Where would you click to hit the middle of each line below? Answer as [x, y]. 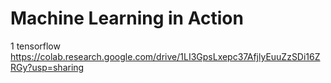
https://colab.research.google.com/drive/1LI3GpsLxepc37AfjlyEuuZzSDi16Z [165, 56]
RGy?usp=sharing [47, 67]
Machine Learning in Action [127, 18]
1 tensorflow [35, 46]
